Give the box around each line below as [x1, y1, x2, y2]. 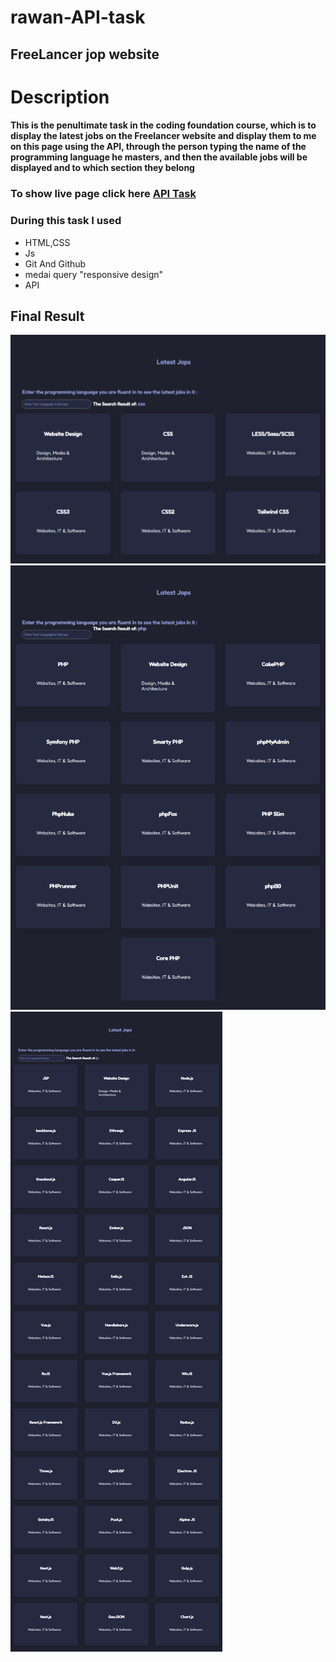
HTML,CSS [24, 236, 71, 248]
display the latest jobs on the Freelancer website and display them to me [10, 130, 317, 142]
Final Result [10, 307, 85, 325]
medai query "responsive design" [24, 268, 164, 280]
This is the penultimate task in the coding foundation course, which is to [10, 119, 317, 131]
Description [10, 86, 110, 108]
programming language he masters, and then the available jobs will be [10, 151, 308, 163]
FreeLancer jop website [10, 46, 160, 63]
